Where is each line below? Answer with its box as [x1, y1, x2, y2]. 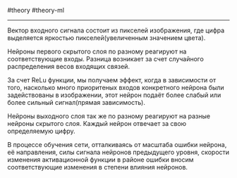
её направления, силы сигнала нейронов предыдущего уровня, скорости [7, 148, 230, 156]
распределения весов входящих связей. [7, 63, 130, 70]
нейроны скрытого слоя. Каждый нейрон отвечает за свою [7, 120, 187, 127]
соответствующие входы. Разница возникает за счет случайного [7, 55, 205, 63]
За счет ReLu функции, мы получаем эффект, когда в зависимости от [7, 76, 217, 84]
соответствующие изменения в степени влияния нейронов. [7, 163, 188, 171]
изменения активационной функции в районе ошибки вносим [7, 155, 194, 164]
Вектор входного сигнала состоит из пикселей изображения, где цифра [7, 26, 225, 34]
